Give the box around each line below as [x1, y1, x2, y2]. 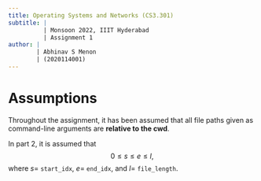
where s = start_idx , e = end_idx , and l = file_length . [8, 163, 178, 173]
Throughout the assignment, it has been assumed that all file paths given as [8, 115, 254, 124]
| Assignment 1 [42, 33, 93, 42]
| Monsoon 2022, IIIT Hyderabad [42, 26, 149, 34]
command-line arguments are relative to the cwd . [8, 124, 170, 133]
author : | [8, 41, 41, 49]
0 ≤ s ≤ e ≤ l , [110, 151, 154, 161]
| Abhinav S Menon [36, 48, 97, 56]
